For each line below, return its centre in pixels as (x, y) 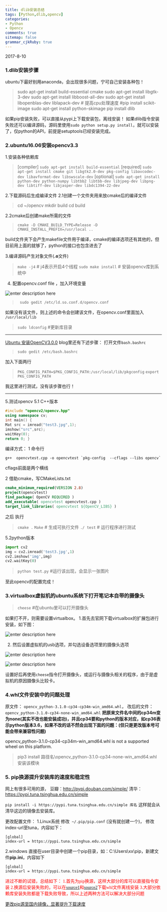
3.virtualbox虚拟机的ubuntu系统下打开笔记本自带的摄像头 (75, 596)
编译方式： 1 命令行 (25, 449)
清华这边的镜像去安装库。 (31, 811)
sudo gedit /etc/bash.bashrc (47, 352)
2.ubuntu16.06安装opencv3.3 (42, 145)
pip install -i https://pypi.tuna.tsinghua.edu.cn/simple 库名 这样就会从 (83, 805)
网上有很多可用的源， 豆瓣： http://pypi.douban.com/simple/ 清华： (74, 789)
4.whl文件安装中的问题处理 (38, 695)
